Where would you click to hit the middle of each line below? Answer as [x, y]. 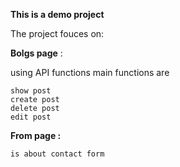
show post [31, 91]
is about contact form [57, 154]
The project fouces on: [57, 33]
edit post [31, 117]
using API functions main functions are [90, 72]
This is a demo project [57, 14]
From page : [36, 135]
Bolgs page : [36, 53]
